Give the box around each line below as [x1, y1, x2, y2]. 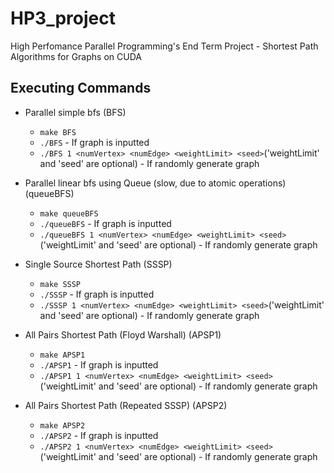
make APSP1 [39, 350, 86, 360]
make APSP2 [39, 420, 86, 431]
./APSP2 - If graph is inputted [39, 429, 159, 441]
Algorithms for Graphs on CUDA [10, 50, 142, 62]
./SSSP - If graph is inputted [39, 288, 155, 300]
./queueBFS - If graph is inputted [39, 217, 172, 229]
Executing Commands [10, 80, 152, 97]
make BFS [39, 127, 77, 137]
